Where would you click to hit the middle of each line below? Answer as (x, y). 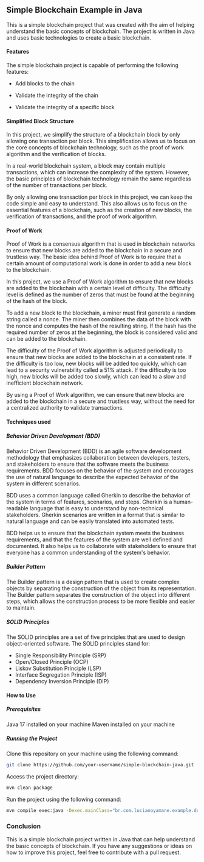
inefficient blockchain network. (45, 383)
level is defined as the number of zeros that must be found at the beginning (100, 294)
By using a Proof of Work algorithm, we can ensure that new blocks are (95, 395)
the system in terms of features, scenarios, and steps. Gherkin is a (89, 502)
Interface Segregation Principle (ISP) (61, 675)
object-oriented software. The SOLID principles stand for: (78, 643)
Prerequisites (24, 709)
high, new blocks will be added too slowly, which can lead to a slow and (96, 377)
